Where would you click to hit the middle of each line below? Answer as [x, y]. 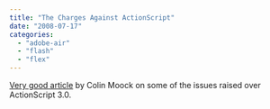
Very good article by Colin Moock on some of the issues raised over [135, 85]
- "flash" [36, 51]
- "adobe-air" [44, 43]
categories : [31, 34]
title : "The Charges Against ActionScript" [92, 18]
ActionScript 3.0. [40, 95]
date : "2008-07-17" [46, 26]
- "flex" [34, 59]
